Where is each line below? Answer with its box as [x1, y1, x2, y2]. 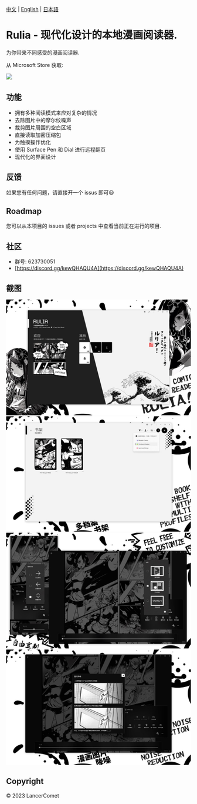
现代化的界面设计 [14, 153, 56, 160]
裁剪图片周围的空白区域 [14, 123, 72, 131]
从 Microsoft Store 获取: [6, 61, 63, 68]
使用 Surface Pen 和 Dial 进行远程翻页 [14, 146, 106, 153]
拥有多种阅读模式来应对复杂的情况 [14, 109, 97, 116]
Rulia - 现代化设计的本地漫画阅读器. [6, 29, 178, 42]
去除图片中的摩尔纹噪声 [14, 116, 72, 123]
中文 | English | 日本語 [6, 6, 59, 12]
